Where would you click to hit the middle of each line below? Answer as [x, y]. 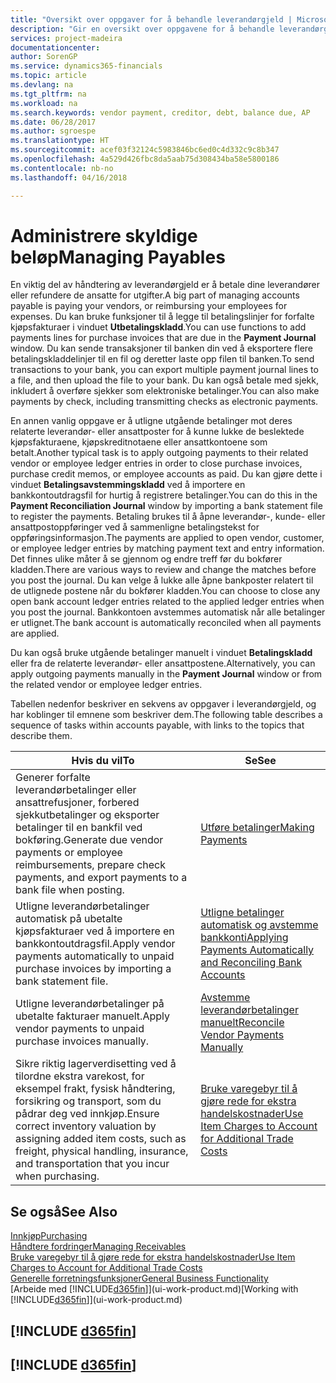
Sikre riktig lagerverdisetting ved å [96, 1064]
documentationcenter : [55, 47]
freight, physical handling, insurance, [102, 1151]
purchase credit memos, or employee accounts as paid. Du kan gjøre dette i [166, 474]
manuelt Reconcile [242, 1023]
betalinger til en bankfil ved [79, 828]
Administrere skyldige [104, 235]
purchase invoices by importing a [93, 969]
